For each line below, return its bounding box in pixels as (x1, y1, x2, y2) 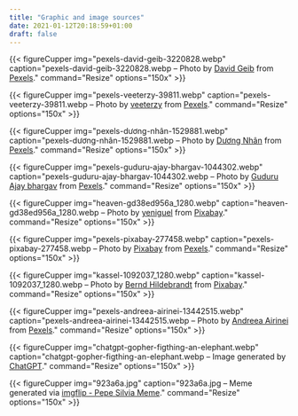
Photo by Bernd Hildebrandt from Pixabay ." (90, 279, 248, 290)
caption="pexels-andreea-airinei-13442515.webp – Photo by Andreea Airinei (9, 316, 289, 326)
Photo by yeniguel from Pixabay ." (106, 208, 229, 218)
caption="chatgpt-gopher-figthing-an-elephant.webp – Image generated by (9, 351, 286, 362)
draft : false (9, 29, 58, 38)
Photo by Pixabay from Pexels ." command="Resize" (98, 243, 288, 254)
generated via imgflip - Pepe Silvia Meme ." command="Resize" (9, 388, 240, 398)
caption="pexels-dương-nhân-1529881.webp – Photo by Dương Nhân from (9, 135, 282, 146)
